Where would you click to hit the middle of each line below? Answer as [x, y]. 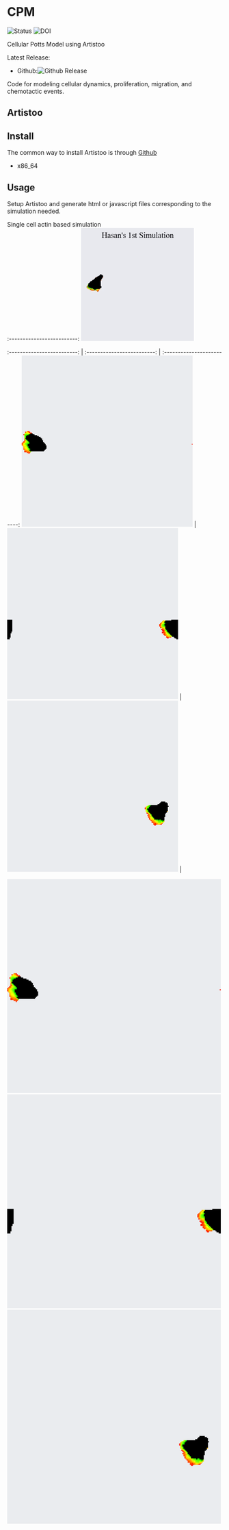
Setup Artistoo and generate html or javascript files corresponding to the [109, 203]
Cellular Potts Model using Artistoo [56, 44]
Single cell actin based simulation [54, 224]
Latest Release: [29, 57]
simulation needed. [34, 211]
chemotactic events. [36, 91]
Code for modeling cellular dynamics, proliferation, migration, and [100, 84]
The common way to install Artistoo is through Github [82, 153]
